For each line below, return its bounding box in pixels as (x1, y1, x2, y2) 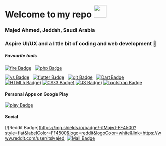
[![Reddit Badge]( (5, 125, 41, 131)
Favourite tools (5, 52, 37, 58)
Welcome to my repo (5, 9, 92, 20)
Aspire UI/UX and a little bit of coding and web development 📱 (5, 40, 157, 47)
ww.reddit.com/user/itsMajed (5, 135, 65, 141)
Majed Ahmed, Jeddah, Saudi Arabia (5, 27, 95, 34)
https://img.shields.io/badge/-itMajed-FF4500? (40, 125, 137, 131)
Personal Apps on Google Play (5, 91, 69, 97)
